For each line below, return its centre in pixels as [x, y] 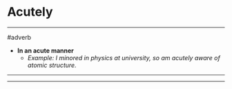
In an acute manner [46, 50]
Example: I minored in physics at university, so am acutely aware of [124, 58]
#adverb [19, 37]
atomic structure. [52, 65]
